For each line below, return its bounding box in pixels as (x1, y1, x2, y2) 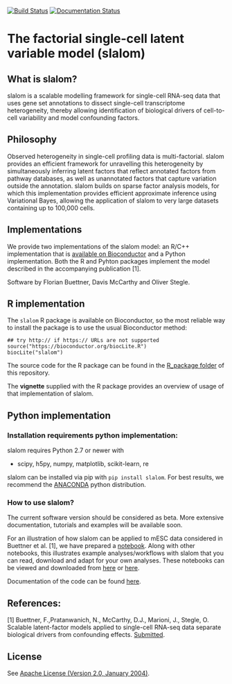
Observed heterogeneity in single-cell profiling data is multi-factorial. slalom (7, 152, 225, 160)
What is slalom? (7, 73, 78, 85)
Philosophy (7, 134, 57, 146)
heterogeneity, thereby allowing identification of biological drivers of (7, 106, 202, 114)
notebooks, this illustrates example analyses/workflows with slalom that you (7, 549, 224, 558)
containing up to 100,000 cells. (7, 203, 96, 212)
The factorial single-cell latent (7, 31, 185, 46)
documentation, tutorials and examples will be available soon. (7, 521, 183, 529)
